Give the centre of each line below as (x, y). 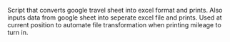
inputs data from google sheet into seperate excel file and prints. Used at (115, 17)
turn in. (18, 32)
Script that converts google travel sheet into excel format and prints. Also (115, 10)
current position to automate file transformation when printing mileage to (114, 25)
